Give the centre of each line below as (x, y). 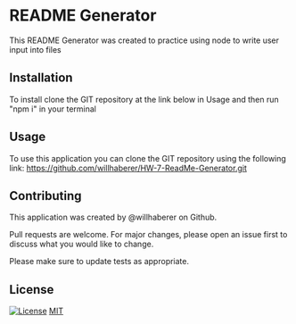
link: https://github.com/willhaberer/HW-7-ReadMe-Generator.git (128, 168)
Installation (41, 78)
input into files (35, 49)
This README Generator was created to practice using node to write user (144, 40)
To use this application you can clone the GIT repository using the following (148, 158)
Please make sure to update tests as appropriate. (99, 262)
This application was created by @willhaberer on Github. (113, 217)
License (32, 290)
